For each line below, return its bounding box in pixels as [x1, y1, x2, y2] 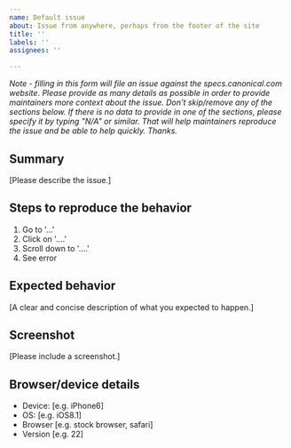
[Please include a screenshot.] [9, 351, 121, 362]
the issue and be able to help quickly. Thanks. [9, 125, 177, 136]
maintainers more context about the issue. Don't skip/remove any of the [9, 97, 273, 108]
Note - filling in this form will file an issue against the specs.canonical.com [9, 78, 282, 89]
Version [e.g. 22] [21, 428, 84, 440]
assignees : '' [9, 46, 62, 55]
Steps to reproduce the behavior [9, 201, 193, 216]
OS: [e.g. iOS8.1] [21, 410, 83, 420]
